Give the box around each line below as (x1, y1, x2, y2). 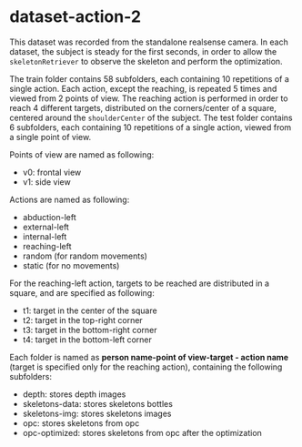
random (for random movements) (22, 250, 148, 261)
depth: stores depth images (22, 389, 126, 400)
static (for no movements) (22, 259, 120, 270)
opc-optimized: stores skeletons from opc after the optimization (22, 427, 262, 438)
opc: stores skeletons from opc (22, 417, 140, 429)
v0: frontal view (22, 167, 82, 178)
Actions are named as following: (9, 194, 130, 205)
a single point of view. (9, 131, 92, 142)
